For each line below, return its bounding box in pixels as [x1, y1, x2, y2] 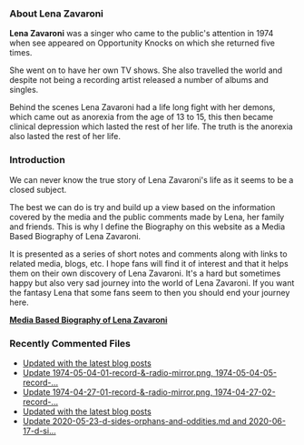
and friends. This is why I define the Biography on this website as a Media [9, 221, 286, 232]
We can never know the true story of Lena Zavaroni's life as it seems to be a [9, 174, 294, 185]
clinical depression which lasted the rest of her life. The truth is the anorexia [9, 121, 293, 132]
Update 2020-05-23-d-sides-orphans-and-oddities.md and [22, 415, 247, 426]
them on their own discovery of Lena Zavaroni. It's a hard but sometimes [9, 268, 281, 278]
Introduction [9, 154, 65, 167]
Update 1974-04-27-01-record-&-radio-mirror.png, [22, 386, 213, 398]
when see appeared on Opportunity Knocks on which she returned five [9, 37, 275, 48]
